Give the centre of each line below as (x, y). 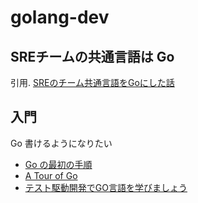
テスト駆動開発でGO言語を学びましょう (106, 187)
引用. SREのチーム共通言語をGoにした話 (92, 82)
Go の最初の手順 (58, 164)
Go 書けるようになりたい (61, 143)
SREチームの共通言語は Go (92, 56)
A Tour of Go (51, 175)
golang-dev (60, 17)
